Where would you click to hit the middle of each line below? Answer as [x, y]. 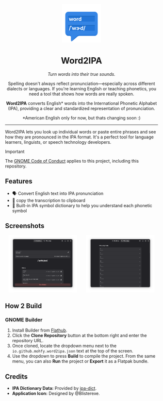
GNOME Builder [24, 319]
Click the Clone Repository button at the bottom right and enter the [79, 335]
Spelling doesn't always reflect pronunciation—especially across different [81, 84]
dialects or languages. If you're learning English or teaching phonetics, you [81, 88]
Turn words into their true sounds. [81, 74]
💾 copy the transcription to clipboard [49, 200]
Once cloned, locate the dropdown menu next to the [64, 346]
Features [19, 181]
